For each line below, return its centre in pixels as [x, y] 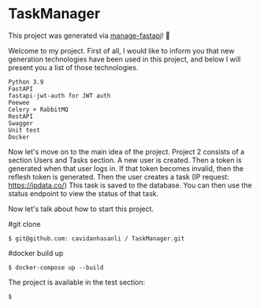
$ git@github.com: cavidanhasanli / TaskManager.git [97, 238]
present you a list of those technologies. [73, 67]
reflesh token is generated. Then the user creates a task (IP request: [119, 176]
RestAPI [21, 116]
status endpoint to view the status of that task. [84, 193]
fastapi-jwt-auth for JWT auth [59, 95]
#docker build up [36, 253]
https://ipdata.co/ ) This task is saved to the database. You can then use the [130, 185]
